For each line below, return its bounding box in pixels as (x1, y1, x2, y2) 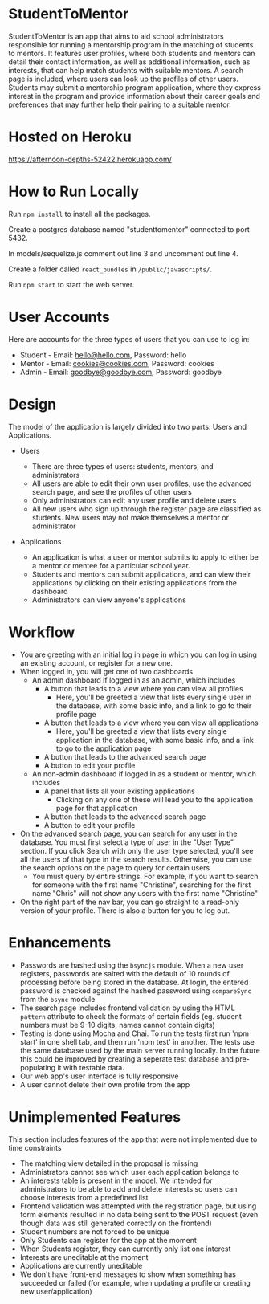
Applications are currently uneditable (19, 1261, 143, 1270)
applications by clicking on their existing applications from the (31, 577, 237, 587)
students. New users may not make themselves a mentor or (31, 512, 230, 522)
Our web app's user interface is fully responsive (19, 1071, 179, 1081)
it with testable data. (57, 1062, 124, 1072)
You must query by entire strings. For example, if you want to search (31, 871, 259, 881)
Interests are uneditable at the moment (19, 1252, 149, 1261)
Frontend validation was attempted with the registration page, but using (19, 1201, 257, 1211)
